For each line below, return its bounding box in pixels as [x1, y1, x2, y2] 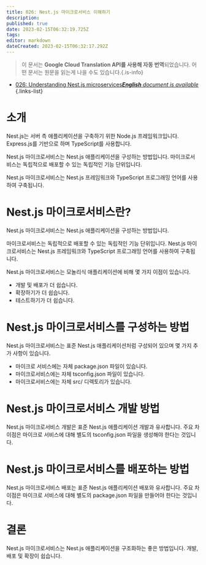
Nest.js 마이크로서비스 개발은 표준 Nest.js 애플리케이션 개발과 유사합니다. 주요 [6, 423, 194, 431]
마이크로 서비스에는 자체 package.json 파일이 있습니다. [15, 362, 148, 370]
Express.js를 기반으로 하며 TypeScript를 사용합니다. [6, 139, 132, 147]
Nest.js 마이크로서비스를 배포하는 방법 [6, 462, 190, 476]
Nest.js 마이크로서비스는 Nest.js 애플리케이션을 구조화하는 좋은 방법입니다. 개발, [6, 544, 199, 551]
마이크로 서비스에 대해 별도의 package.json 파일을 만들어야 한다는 [22, 491, 181, 499]
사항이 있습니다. [12, 349, 51, 357]
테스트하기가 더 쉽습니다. [15, 296, 75, 304]
